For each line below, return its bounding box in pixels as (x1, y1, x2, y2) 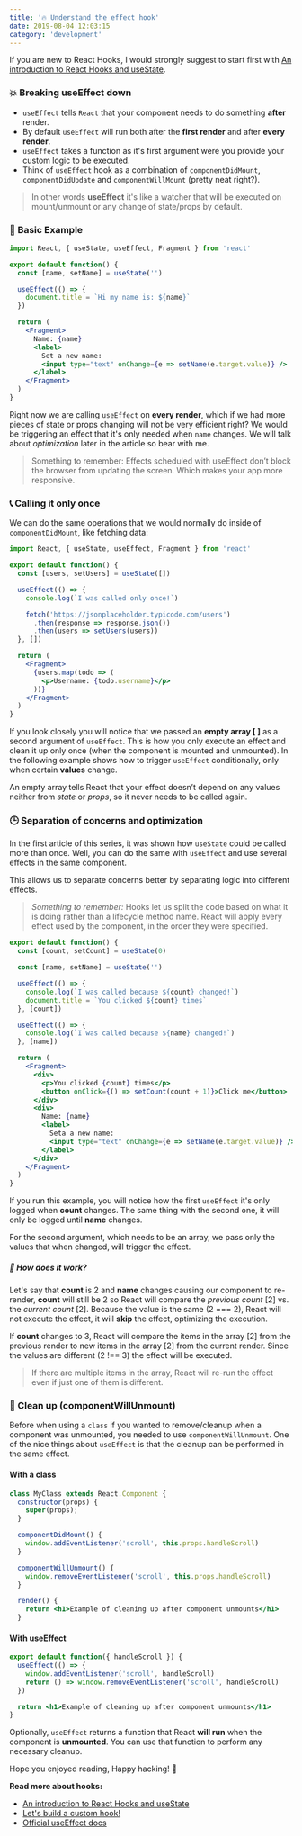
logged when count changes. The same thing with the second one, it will (9, 1205, 280, 1216)
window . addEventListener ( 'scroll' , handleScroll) (25, 1669, 216, 1678)
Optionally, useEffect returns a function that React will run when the (9, 1727, 262, 1738)
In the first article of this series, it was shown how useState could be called (9, 838, 287, 849)
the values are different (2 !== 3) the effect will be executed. (9, 1350, 233, 1361)
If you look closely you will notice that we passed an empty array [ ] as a (9, 726, 279, 737)
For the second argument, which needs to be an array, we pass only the (9, 1232, 276, 1243)
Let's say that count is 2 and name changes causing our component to (9, 1284, 272, 1296)
